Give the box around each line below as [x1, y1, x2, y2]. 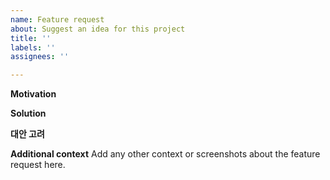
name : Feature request [10, 14, 105, 25]
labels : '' [10, 42, 56, 53]
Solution [10, 107, 47, 120]
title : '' [10, 33, 52, 43]
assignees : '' [10, 52, 70, 62]
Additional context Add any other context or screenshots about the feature [10, 148, 321, 160]
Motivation [10, 88, 57, 100]
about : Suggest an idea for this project [10, 24, 186, 34]
